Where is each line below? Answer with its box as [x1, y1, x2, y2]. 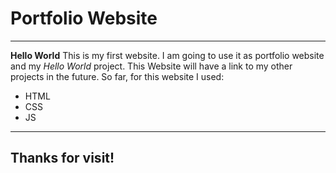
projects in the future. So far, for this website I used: [10, 70, 225, 82]
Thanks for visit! [10, 150, 115, 167]
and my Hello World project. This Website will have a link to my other [10, 60, 293, 72]
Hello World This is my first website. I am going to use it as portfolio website [10, 49, 325, 61]
